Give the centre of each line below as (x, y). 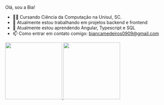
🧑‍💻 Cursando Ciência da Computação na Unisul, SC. (67, 17)
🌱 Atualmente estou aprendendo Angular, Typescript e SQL (74, 28)
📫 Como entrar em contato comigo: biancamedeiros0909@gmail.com (86, 33)
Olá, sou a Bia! (20, 7)
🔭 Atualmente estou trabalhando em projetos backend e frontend (80, 22)
